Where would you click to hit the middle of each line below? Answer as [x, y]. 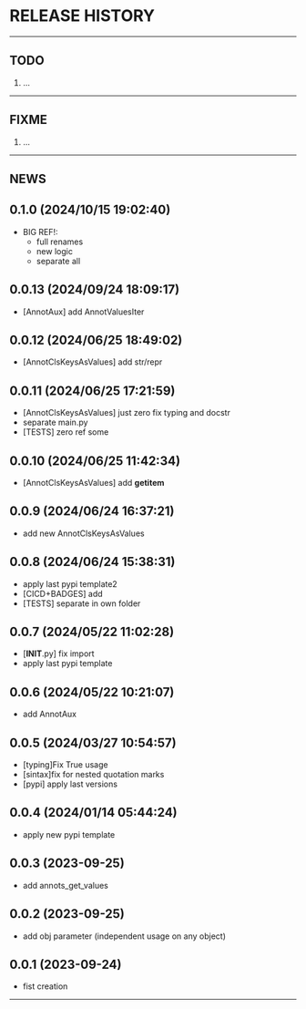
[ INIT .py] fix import [58, 654]
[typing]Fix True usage [65, 765]
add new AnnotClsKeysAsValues [83, 533]
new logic [54, 251]
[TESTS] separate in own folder [82, 603]
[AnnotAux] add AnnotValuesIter [83, 312]
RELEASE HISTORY [82, 16]
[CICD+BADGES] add [62, 593]
